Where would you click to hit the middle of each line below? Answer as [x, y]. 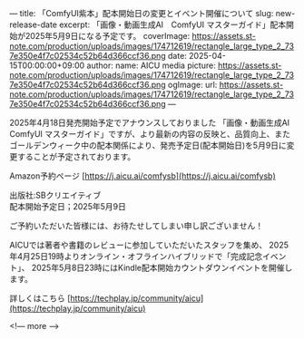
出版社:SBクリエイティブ [55, 195]
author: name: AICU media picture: [151, 65]
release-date [33, 24]
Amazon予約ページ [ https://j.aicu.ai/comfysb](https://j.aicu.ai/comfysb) [143, 176]
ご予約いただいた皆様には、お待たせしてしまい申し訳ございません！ [137, 226]
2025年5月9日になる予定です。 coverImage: [108, 36]
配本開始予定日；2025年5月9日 [68, 206]
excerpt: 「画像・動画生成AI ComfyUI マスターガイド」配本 [172, 24]
